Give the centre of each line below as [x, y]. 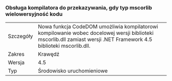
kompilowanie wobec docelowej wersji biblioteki [96, 33]
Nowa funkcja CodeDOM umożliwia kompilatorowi [98, 27]
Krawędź [49, 54]
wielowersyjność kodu [34, 14]
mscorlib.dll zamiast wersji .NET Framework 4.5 [95, 39]
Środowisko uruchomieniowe [73, 71]
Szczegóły [20, 36]
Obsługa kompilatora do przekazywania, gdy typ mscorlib [79, 8]
